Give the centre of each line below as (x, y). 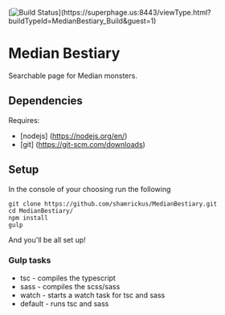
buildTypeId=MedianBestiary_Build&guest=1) (82, 21)
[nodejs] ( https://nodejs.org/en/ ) (74, 136)
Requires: (24, 120)
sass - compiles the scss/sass (70, 286)
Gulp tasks (30, 260)
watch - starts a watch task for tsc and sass (92, 295)
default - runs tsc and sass (64, 303)
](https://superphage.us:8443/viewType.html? (135, 12)
